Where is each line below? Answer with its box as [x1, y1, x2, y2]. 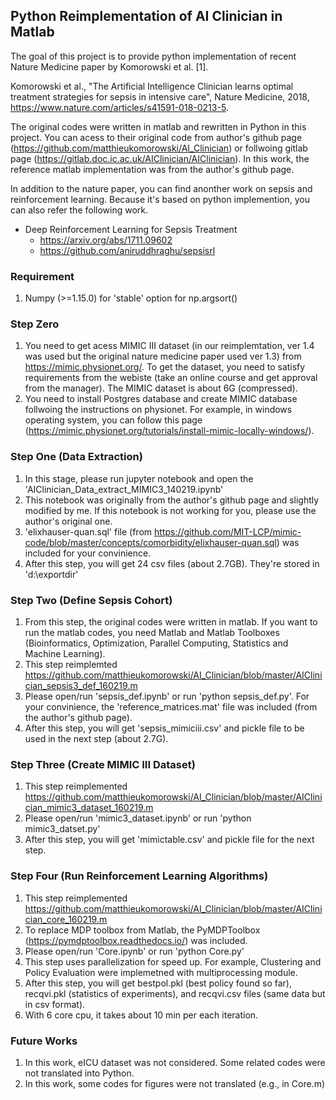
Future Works [10, 1034, 78, 1048]
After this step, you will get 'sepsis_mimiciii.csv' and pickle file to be [24, 722, 305, 734]
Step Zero [10, 317, 60, 331]
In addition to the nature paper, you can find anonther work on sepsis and [10, 182, 313, 194]
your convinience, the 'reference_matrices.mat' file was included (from [24, 701, 318, 713]
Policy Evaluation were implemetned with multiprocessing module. [24, 966, 298, 978]
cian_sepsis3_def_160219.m [24, 680, 138, 691]
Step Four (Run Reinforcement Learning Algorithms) [10, 869, 269, 883]
